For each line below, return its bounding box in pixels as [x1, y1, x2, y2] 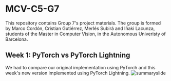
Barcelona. [5, 36, 28, 42]
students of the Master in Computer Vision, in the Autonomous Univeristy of [5, 31, 166, 37]
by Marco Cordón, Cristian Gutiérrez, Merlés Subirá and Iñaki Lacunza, [5, 25, 155, 31]
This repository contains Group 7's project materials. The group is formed [5, 20, 161, 26]
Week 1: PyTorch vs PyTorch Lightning [5, 51, 130, 60]
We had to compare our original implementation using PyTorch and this [5, 64, 156, 70]
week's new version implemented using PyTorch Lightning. [5, 70, 130, 76]
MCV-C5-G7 [5, 3, 60, 15]
